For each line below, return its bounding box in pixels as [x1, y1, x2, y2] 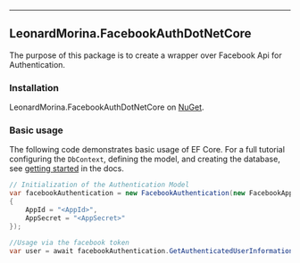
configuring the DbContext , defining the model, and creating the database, [9, 153, 281, 165]
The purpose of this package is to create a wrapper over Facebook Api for [9, 50, 283, 61]
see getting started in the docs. [9, 163, 125, 174]
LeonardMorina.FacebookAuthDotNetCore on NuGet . [9, 102, 204, 112]
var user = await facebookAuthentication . [9, 246, 170, 255]
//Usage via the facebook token [9, 238, 129, 247]
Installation [9, 81, 60, 94]
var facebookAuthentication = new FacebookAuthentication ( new [9, 189, 246, 198]
